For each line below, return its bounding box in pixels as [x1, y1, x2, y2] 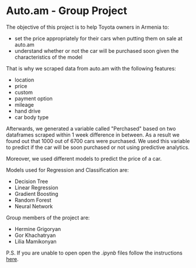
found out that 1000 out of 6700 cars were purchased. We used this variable [6, 137, 190, 144]
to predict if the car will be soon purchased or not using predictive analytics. [6, 144, 190, 151]
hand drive [14, 107, 41, 114]
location [14, 76, 35, 83]
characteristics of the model [14, 53, 83, 60]
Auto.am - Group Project [6, 4, 128, 18]
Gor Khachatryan [14, 232, 56, 239]
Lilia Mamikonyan [14, 238, 57, 245]
